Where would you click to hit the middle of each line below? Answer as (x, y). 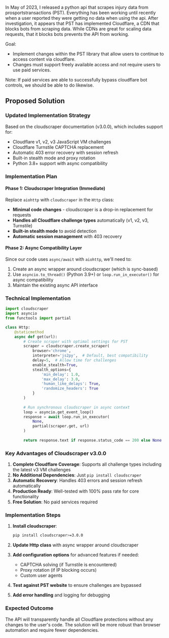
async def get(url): (36, 337)
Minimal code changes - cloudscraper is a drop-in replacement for (83, 209)
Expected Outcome (29, 608)
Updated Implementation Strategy (48, 115)
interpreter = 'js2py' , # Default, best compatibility (90, 356)
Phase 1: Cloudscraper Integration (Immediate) (55, 188)
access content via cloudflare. (44, 59)
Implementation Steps (33, 515)
